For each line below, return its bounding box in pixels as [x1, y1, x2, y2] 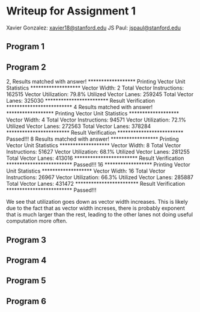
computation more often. [6, 218, 68, 225]
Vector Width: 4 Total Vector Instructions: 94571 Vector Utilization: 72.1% [6, 116, 186, 124]
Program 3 [6, 234, 46, 245]
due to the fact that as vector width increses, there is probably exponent [6, 204, 185, 212]
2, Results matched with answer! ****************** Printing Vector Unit [6, 78, 186, 85]
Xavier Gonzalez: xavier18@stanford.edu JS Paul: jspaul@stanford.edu [6, 24, 181, 31]
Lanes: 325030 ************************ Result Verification [6, 97, 155, 105]
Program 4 [6, 255, 47, 265]
